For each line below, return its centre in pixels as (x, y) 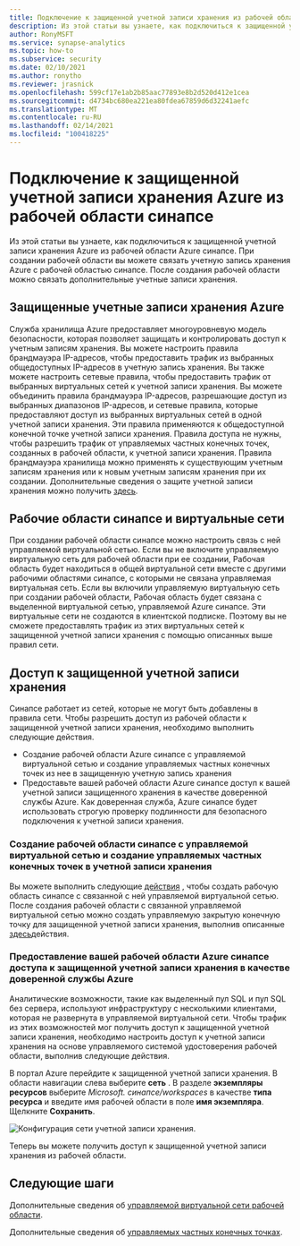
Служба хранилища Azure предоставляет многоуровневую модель (138, 329)
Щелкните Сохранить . (52, 1111)
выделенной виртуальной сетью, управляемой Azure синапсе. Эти (137, 607)
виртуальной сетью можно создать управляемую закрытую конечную (145, 915)
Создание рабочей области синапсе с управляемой (129, 844)
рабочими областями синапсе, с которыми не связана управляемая (141, 578)
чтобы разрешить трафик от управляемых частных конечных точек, (140, 443)
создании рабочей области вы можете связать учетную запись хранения (150, 260)
